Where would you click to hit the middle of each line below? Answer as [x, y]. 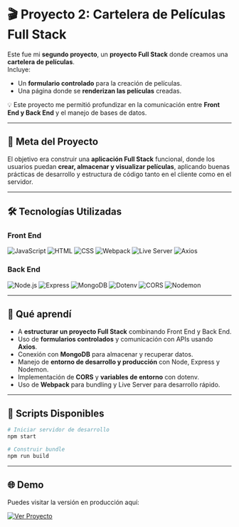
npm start [22, 436]
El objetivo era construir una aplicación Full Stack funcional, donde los [111, 159]
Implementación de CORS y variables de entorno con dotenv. [108, 377]
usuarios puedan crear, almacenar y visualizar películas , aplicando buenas [118, 166]
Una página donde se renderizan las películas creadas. [100, 91]
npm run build [28, 456]
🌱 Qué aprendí [39, 314]
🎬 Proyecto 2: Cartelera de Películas [117, 15]
